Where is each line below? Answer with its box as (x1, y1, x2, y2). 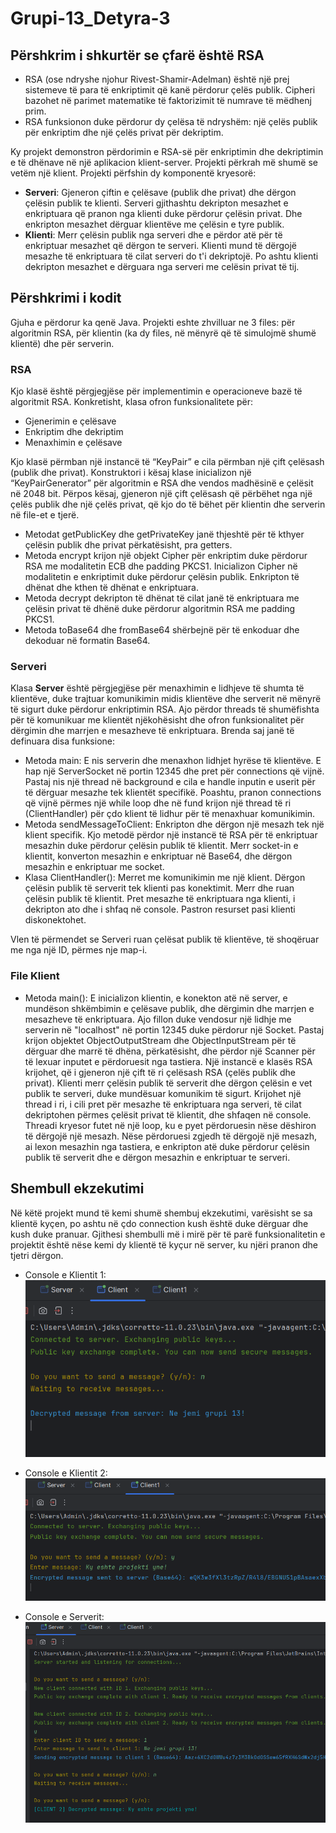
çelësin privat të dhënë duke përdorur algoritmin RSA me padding (24, 603, 296, 615)
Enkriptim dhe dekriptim (24, 426, 124, 438)
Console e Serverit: (24, 1610, 105, 1622)
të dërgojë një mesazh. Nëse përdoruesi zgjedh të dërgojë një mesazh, (24, 1130, 318, 1142)
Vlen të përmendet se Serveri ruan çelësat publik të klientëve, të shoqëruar (10, 933, 320, 946)
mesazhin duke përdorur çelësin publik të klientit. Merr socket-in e (24, 840, 299, 852)
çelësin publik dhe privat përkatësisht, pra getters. (24, 539, 233, 551)
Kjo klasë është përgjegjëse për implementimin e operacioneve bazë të (10, 385, 303, 397)
